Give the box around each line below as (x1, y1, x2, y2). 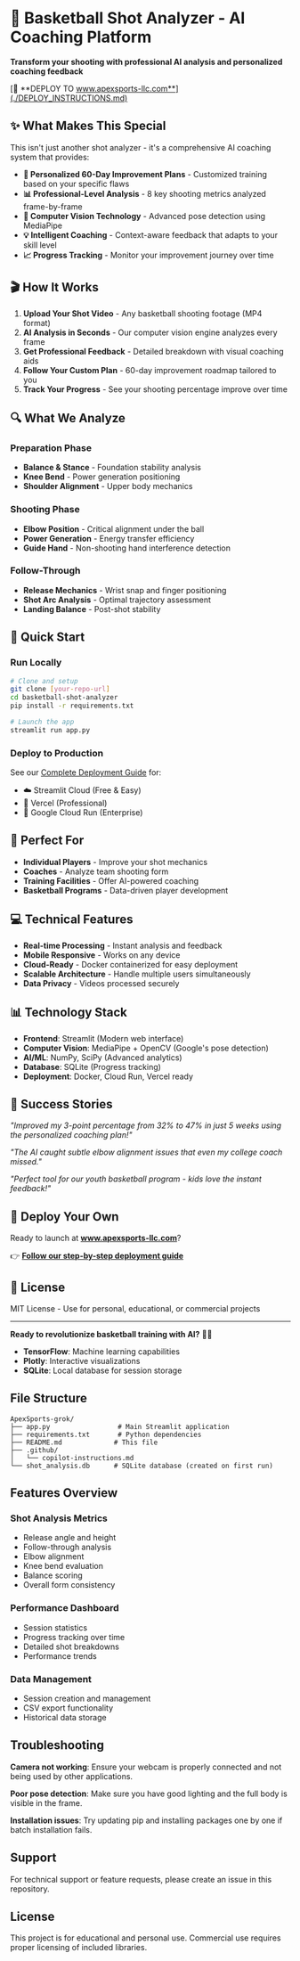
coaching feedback (10, 66, 84, 77)
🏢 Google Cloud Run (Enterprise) (22, 807, 143, 818)
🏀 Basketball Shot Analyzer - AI (10, 8, 246, 29)
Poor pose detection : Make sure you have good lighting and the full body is (10, 1788, 288, 1799)
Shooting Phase (10, 503, 80, 516)
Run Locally (10, 657, 62, 669)
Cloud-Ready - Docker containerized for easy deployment (22, 959, 239, 969)
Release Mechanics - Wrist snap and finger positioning (22, 584, 227, 595)
